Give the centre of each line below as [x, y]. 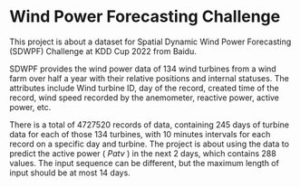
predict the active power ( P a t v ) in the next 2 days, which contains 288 [143, 153]
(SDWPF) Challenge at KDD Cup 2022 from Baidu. [103, 51]
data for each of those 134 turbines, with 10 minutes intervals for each [140, 134]
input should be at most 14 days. [70, 173]
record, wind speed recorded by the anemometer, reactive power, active [144, 98]
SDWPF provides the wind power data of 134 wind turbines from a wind [143, 69]
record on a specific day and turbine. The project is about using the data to [150, 144]
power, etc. [30, 107]
